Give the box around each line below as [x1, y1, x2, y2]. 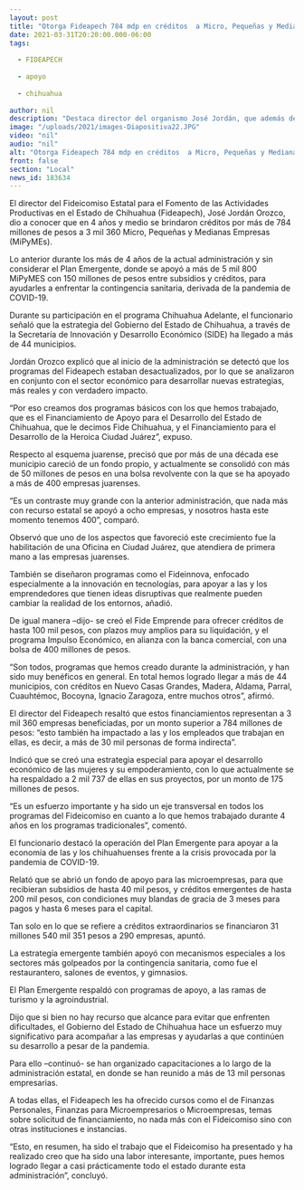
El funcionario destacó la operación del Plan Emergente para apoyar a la [9, 838, 279, 849]
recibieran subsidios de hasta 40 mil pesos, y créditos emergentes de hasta [9, 884, 292, 895]
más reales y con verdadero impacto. [9, 386, 148, 396]
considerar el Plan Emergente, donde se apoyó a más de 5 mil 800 [9, 263, 258, 274]
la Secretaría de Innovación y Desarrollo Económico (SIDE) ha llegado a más [9, 329, 294, 340]
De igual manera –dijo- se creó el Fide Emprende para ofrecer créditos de [9, 615, 284, 626]
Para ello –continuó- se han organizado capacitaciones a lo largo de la [9, 1058, 271, 1069]
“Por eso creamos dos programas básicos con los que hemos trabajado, [9, 403, 279, 414]
